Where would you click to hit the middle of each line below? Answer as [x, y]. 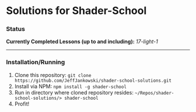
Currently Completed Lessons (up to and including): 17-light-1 [82, 41]
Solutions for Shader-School [76, 11]
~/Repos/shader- [155, 93]
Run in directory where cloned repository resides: [74, 92]
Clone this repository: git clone [53, 75]
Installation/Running [36, 62]
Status [15, 29]
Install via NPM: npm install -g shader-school [71, 86]
